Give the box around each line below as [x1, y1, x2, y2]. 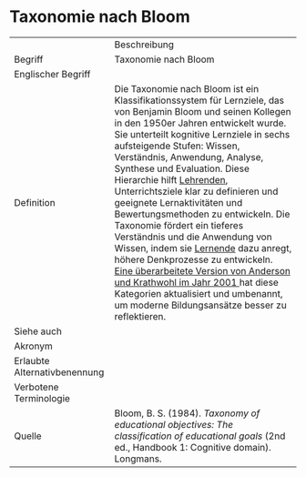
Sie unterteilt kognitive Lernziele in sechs [114, 127, 291, 140]
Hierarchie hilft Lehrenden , [114, 173, 229, 186]
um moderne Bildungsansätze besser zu [114, 299, 287, 311]
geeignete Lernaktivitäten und [114, 196, 243, 208]
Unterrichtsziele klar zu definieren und [114, 185, 279, 198]
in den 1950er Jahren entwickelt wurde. [114, 117, 287, 129]
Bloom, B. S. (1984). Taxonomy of [114, 407, 260, 420]
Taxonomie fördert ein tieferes [114, 218, 244, 231]
